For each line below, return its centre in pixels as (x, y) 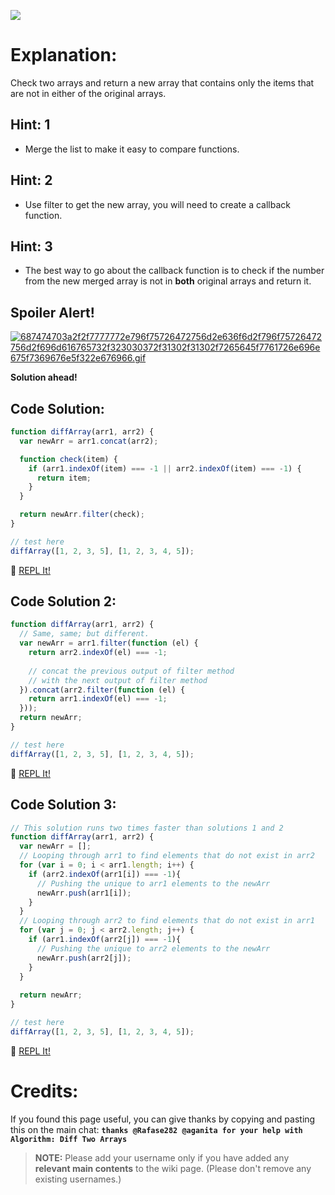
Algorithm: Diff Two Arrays (69, 1139)
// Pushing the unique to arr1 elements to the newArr (153, 883)
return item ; (64, 478)
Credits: (44, 1091)
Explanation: (64, 55)
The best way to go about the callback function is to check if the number (174, 271)
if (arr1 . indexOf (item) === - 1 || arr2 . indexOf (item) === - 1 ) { (165, 468)
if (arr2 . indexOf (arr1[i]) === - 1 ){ (105, 874)
